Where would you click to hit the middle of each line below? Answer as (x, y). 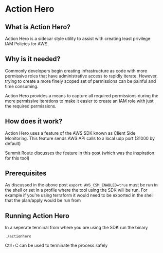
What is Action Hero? (38, 27)
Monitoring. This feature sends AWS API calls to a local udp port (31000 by (80, 138)
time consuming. (22, 86)
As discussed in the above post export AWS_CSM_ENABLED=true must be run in (81, 185)
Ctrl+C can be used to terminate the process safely (56, 245)
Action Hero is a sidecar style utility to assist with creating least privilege (78, 38)
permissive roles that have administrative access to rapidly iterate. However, (81, 76)
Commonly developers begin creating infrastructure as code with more (76, 71)
